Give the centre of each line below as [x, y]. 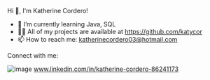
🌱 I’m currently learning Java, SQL [66, 24]
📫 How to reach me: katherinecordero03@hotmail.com [97, 39]
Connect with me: [33, 55]
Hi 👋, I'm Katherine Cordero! [48, 11]
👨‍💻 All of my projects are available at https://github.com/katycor [110, 32]
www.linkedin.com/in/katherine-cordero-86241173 [106, 69]
